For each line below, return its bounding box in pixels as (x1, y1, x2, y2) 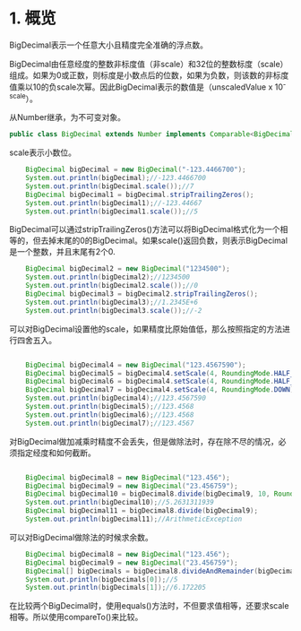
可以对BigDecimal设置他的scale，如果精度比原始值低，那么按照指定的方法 (9, 324, 283, 334)
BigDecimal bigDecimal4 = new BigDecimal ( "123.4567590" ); (25, 360, 246, 369)
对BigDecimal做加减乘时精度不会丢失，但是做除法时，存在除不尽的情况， (9, 436, 279, 446)
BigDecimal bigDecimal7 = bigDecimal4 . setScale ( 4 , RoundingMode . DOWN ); (25, 385, 298, 394)
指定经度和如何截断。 (16, 447, 96, 458)
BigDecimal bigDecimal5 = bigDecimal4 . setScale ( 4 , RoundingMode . (25, 368, 275, 377)
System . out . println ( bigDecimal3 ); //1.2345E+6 (25, 298, 199, 307)
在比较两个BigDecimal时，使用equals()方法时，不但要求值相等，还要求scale (9, 601, 289, 611)
